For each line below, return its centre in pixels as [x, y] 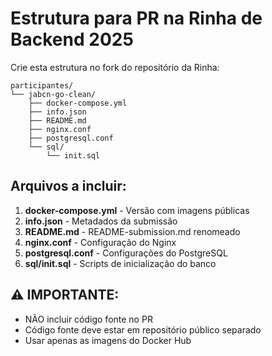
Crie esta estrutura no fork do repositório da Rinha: [115, 67]
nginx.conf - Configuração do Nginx [100, 242]
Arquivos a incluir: [68, 186]
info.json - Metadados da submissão [101, 221]
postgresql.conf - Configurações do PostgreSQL [126, 253]
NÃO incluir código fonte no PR [88, 319]
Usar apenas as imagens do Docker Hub [108, 340]
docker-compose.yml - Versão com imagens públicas [137, 210]
